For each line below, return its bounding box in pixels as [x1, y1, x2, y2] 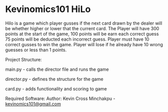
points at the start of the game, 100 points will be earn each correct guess [5, 31, 159, 37]
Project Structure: [5, 56, 42, 62]
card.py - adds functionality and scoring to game [5, 85, 107, 91]
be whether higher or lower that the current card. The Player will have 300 [5, 25, 159, 31]
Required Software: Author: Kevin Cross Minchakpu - [5, 95, 116, 101]
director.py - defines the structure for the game [5, 76, 103, 82]
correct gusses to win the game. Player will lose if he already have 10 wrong [5, 41, 163, 47]
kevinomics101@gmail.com [5, 100, 62, 106]
